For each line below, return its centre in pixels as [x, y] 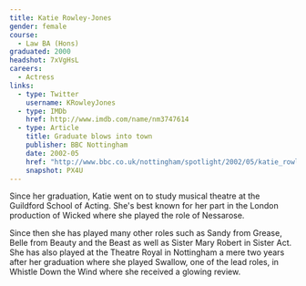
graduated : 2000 [40, 52]
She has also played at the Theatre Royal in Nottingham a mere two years [147, 252]
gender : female [38, 26]
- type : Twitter [48, 94]
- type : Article [48, 128]
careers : [26, 69]
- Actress [36, 77]
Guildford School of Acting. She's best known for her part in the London [144, 206]
